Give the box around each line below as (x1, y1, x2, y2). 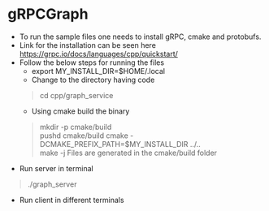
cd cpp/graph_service (39, 90, 114, 100)
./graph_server (27, 179, 77, 189)
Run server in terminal (19, 163, 94, 173)
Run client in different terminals (19, 195, 124, 205)
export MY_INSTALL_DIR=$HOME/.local (31, 66, 166, 75)
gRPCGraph (7, 5, 89, 24)
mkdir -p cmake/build (39, 122, 112, 131)
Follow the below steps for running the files (19, 58, 164, 67)
